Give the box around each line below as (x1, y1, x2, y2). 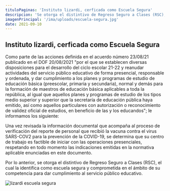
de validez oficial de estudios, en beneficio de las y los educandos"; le (5, 107, 152, 114)
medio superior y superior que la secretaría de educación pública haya (5, 97, 153, 103)
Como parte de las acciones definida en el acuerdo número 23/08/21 (5, 54, 149, 60)
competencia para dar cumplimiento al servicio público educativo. (5, 170, 143, 176)
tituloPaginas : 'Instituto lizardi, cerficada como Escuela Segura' (5, 7, 153, 13)
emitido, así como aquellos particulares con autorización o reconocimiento (5, 102, 161, 108)
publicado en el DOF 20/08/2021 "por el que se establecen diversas (5, 59, 147, 65)
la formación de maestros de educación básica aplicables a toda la (5, 86, 145, 92)
